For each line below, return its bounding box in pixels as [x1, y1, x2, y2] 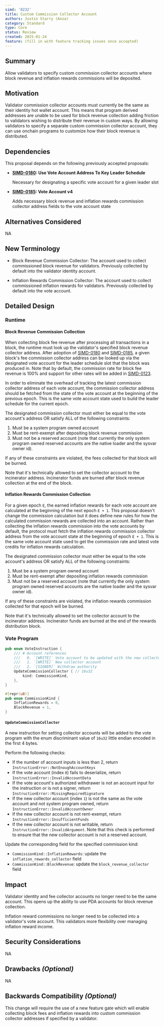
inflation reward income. [5, 923, 54, 930]
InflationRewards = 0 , [14, 700, 60, 705]
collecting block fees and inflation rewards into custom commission [5, 1010, 141, 1016]
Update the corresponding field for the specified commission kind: [5, 841, 139, 847]
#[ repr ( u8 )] [5, 691, 29, 696]
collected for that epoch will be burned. [5, 603, 84, 609]
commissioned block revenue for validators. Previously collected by [12, 263, 148, 268]
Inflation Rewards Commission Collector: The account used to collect [12, 277, 151, 283]
